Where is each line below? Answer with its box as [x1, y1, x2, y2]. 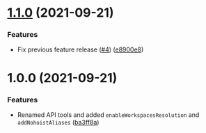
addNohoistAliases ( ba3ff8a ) [17, 118, 100, 126]
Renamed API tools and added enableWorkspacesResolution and [17, 110, 200, 119]
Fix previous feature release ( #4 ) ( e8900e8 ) [17, 45, 144, 54]
